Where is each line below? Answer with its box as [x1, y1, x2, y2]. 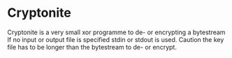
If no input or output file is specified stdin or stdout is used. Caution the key [7, 35, 224, 43]
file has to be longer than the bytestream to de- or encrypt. [7, 43, 177, 51]
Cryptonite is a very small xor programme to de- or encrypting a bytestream [7, 28, 226, 36]
